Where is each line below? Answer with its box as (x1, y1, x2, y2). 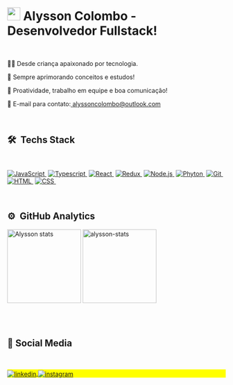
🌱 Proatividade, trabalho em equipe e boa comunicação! (7, 86, 168, 94)
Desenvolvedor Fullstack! (7, 23, 157, 39)
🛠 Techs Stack (7, 134, 75, 146)
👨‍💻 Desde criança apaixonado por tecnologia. (7, 59, 139, 67)
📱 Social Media (7, 337, 73, 349)
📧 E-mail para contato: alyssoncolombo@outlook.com (7, 99, 161, 108)
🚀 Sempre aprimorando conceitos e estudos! (7, 73, 135, 81)
